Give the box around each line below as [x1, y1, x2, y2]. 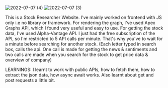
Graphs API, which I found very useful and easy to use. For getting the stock [5, 25, 163, 31]
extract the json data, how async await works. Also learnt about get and [5, 72, 154, 77]
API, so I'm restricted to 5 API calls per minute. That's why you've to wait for [5, 35, 163, 41]
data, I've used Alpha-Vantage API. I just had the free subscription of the [5, 30, 155, 36]
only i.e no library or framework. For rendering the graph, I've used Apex [5, 20, 155, 25]
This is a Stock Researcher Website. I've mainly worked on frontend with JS [5, 14, 162, 20]
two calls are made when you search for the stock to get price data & [5, 51, 148, 57]
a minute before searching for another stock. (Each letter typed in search [5, 41, 156, 47]
